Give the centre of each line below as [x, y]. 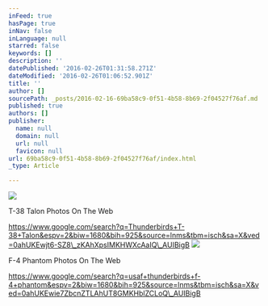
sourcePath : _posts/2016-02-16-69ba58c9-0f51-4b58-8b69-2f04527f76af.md [133, 99]
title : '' [25, 83]
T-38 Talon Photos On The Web [61, 212]
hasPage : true [32, 23]
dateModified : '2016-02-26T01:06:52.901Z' [81, 76]
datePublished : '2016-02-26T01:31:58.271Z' [83, 69]
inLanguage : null [38, 38]
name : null [34, 128]
